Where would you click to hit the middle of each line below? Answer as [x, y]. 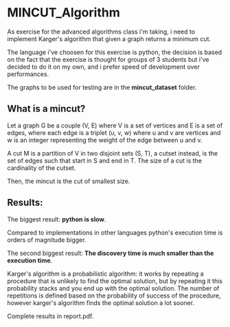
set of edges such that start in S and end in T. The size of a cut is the [105, 160]
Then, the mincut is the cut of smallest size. [69, 181]
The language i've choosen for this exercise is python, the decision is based [115, 52]
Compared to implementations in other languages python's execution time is [115, 232]
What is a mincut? [46, 109]
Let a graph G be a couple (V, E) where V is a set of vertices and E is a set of [115, 125]
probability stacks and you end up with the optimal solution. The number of [113, 288]
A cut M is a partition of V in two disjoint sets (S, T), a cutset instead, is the [113, 153]
